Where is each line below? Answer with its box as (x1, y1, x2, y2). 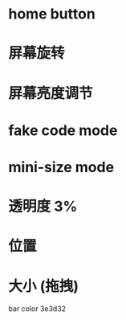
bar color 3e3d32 (8, 304, 67, 314)
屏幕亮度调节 (8, 84, 94, 102)
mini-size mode (8, 158, 115, 176)
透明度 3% (8, 198, 78, 215)
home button (8, 5, 96, 23)
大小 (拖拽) (8, 277, 79, 295)
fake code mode (8, 121, 118, 139)
